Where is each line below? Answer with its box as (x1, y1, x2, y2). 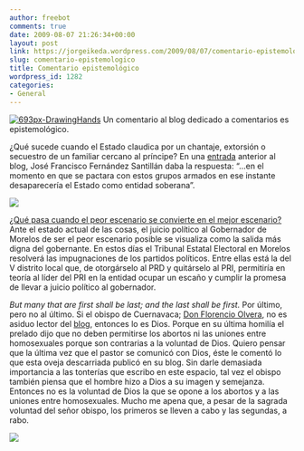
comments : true (9, 22, 67, 31)
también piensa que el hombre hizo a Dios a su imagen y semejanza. (9, 376, 265, 387)
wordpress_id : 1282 (9, 72, 83, 82)
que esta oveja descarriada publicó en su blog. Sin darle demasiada (9, 357, 262, 368)
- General (9, 89, 47, 98)
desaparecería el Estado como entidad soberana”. (9, 179, 195, 190)
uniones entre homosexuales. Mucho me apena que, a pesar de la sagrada (9, 395, 288, 406)
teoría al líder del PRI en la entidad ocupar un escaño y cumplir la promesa (9, 272, 287, 283)
